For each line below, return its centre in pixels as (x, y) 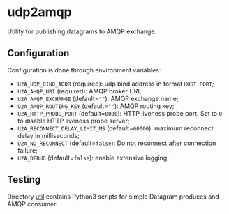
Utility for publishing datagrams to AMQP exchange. (82, 31)
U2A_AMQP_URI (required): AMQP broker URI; (79, 91)
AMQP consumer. (32, 204)
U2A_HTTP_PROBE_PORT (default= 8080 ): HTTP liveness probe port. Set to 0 (120, 113)
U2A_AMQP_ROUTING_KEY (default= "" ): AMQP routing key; (96, 106)
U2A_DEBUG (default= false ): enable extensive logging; (93, 158)
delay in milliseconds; (49, 135)
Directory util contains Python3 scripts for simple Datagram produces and (113, 197)
